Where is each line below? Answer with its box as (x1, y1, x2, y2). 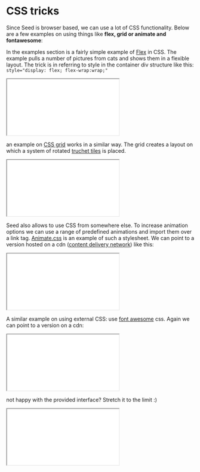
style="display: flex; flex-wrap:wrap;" (6, 67, 109, 73)
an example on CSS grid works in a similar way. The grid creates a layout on (6, 141, 193, 148)
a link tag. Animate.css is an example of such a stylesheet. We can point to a (6, 234, 195, 241)
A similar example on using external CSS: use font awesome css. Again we (6, 315, 190, 322)
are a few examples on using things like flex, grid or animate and (6, 30, 167, 37)
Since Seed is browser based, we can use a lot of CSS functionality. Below (6, 24, 190, 31)
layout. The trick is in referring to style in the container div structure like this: (6, 61, 194, 68)
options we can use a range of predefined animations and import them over (6, 228, 192, 235)
